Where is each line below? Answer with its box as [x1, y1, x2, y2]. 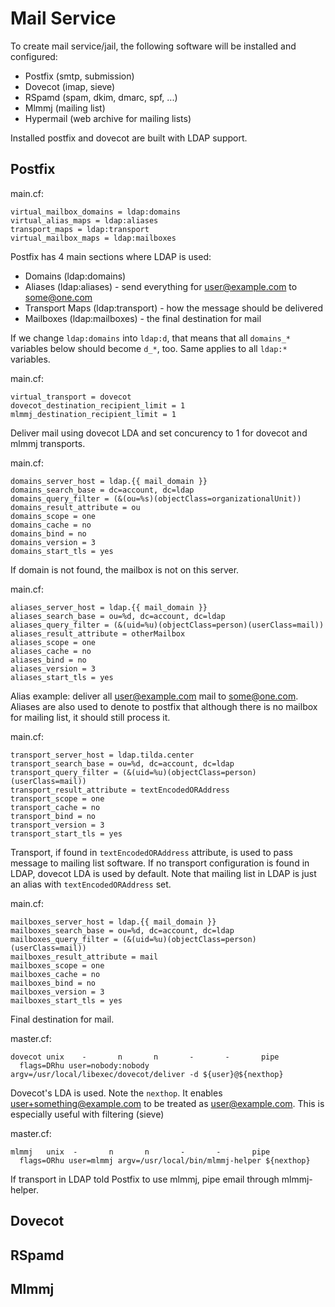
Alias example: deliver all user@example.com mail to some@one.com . [10, 690, 299, 702]
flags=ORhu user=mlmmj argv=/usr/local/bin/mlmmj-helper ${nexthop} [19, 1155, 311, 1166]
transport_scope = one [10, 793, 105, 804]
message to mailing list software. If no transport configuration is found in [10, 857, 310, 869]
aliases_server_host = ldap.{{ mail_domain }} [10, 602, 208, 612]
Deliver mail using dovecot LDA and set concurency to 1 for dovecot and [10, 427, 308, 439]
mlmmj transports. [10, 437, 86, 449]
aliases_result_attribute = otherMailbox [10, 628, 186, 639]
